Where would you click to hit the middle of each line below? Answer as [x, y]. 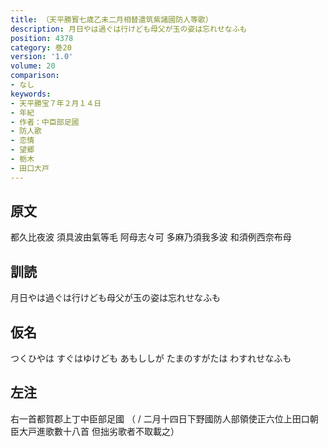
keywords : [31, 94]
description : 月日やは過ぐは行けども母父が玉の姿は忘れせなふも [129, 29]
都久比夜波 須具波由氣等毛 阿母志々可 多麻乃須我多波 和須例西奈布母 [151, 237]
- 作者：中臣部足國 [45, 122]
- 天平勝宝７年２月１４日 [56, 103]
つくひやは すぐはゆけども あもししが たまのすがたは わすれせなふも [151, 358]
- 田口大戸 [30, 168]
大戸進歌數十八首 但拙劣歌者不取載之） [99, 431]
